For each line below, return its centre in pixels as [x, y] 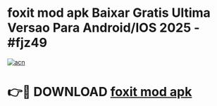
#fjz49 [27, 43]
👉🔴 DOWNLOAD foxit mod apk [100, 92]
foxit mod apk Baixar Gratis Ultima [109, 13]
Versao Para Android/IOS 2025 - [104, 28]
